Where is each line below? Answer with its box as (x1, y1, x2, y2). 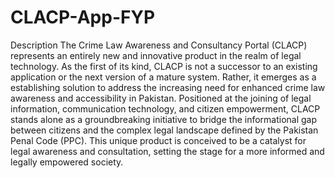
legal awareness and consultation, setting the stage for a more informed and (10, 145, 325, 157)
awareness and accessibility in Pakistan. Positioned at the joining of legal (10, 92, 312, 104)
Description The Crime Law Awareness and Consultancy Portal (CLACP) (10, 39, 308, 51)
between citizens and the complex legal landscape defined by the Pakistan (10, 124, 319, 136)
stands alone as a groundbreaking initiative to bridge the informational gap (10, 113, 318, 125)
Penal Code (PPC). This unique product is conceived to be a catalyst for (10, 134, 307, 146)
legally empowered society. (10, 156, 124, 168)
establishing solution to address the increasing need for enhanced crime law (10, 81, 326, 93)
